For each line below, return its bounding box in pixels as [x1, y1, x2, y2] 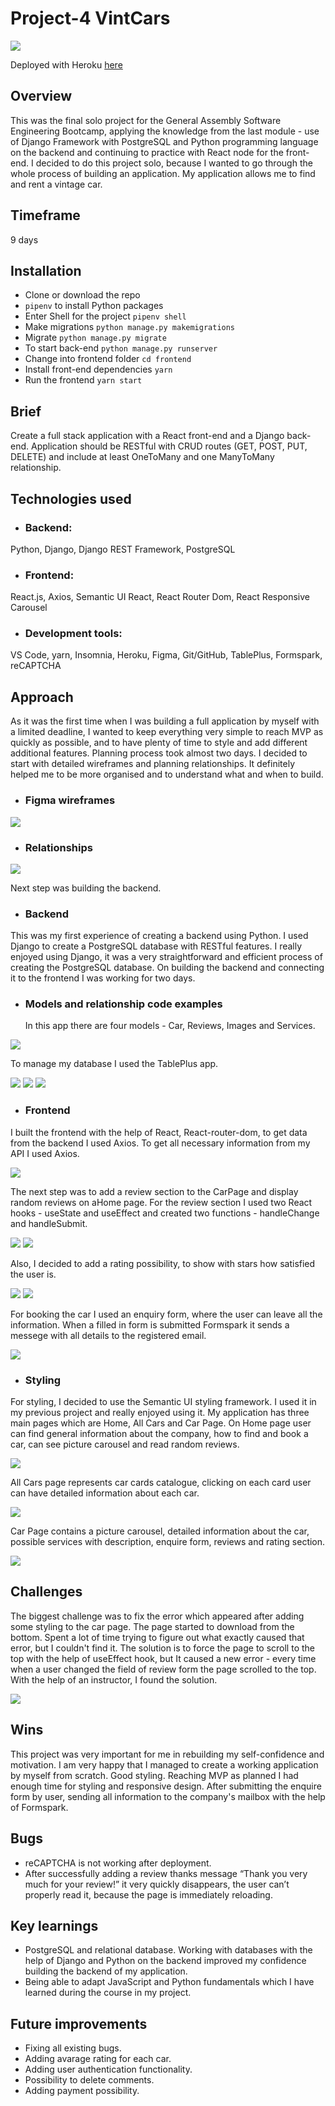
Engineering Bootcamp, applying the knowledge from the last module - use [10, 125, 320, 137]
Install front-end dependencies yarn [24, 363, 173, 376]
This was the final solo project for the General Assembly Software [10, 114, 282, 126]
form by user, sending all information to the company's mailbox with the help [10, 1790, 326, 1802]
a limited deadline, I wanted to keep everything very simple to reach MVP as [10, 726, 324, 738]
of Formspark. [10, 1801, 69, 1813]
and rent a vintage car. [10, 178, 103, 190]
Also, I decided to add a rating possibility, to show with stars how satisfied [10, 1257, 316, 1269]
